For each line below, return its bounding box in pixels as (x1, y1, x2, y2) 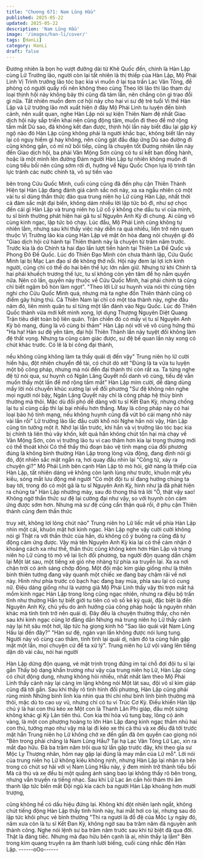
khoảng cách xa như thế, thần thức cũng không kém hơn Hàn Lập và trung (6, 545, 192, 552)
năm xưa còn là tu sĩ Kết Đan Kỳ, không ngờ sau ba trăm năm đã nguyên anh (6, 820, 197, 827)
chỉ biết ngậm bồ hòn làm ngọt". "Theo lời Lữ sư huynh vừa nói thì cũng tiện (6, 283, 195, 290)
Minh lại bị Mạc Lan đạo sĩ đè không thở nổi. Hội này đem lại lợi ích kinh (6, 257, 185, 264)
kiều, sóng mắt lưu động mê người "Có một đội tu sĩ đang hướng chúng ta (6, 475, 190, 482)
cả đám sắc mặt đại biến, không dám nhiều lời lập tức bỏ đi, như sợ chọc (6, 199, 188, 206)
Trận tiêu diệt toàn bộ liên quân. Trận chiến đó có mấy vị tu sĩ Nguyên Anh (6, 315, 191, 322)
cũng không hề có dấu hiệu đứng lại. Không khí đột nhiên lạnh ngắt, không (6, 800, 193, 807)
